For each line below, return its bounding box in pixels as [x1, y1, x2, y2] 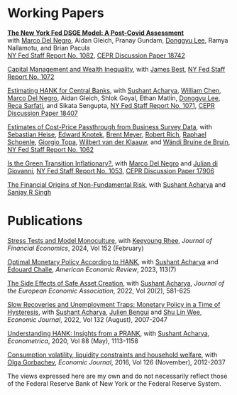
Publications [7, 213, 83, 229]
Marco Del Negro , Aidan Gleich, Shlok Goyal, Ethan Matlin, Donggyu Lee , [7, 94, 221, 102]
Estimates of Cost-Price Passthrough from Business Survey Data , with [7, 122, 213, 131]
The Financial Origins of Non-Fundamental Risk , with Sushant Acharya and [7, 180, 226, 189]
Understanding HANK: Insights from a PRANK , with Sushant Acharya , [7, 329, 210, 337]
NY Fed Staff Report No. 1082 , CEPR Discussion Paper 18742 [7, 51, 186, 60]
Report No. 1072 [7, 72, 55, 81]
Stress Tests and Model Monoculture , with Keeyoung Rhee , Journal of [7, 236, 213, 244]
